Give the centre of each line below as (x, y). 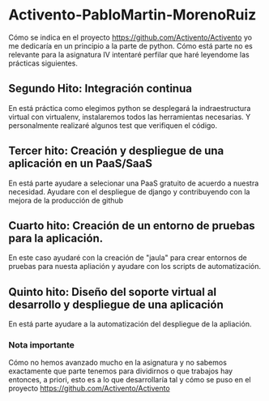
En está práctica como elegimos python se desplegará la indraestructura (130, 108)
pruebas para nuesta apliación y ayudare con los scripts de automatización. (135, 267)
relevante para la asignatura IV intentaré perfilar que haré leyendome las (129, 54)
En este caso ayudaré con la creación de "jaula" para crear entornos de (128, 258)
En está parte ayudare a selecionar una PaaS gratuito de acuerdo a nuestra (134, 183)
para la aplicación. (56, 238)
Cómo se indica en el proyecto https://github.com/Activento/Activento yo (130, 37)
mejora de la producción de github (66, 200)
